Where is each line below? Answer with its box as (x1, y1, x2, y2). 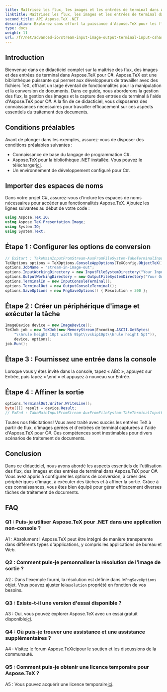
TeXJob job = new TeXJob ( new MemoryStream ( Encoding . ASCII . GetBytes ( (5, 328, 150, 333)
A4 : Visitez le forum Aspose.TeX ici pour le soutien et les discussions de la (5, 646, 157, 652)
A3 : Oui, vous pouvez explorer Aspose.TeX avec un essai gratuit (5, 611, 138, 617)
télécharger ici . (12, 162, 42, 168)
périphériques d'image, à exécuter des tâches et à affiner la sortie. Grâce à (5, 478, 159, 485)
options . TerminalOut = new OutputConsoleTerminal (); (5, 283, 117, 288)
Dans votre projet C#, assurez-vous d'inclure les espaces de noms (5, 195, 142, 201)
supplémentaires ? (5, 635, 51, 642)
